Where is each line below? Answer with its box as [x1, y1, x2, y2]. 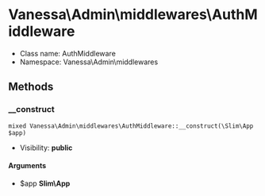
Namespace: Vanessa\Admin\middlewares [19, 57, 159, 67]
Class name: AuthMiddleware [19, 48, 117, 58]
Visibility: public [19, 143, 73, 152]
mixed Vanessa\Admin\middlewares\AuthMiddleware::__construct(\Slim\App [8, 121, 254, 130]
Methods [8, 80, 54, 94]
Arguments [8, 161, 47, 171]
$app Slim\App [19, 179, 71, 188]
